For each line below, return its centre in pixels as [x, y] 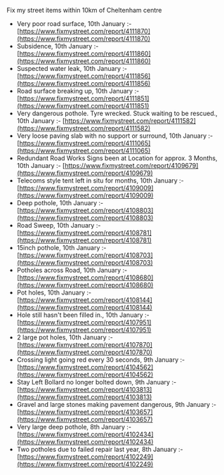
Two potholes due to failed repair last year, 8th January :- [100, 449]
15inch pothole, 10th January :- [61, 248]
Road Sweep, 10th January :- [59, 225]
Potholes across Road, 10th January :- [72, 270]
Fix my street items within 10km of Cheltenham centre [84, 10]
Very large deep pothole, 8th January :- [74, 427]
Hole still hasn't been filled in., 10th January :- [83, 315]
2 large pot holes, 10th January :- [65, 337]
